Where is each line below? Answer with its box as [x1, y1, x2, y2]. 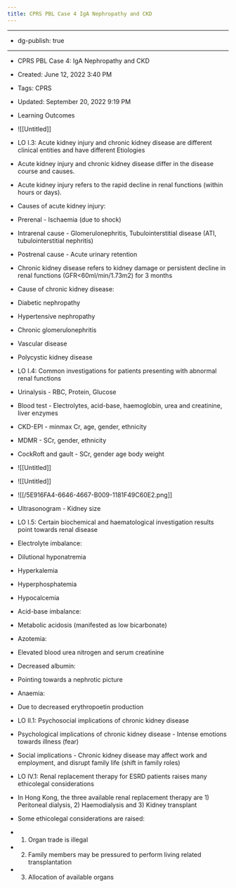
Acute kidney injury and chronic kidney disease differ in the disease [17, 159, 214, 167]
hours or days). [17, 188, 62, 196]
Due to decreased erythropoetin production [17, 702, 144, 711]
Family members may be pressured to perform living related [27, 850, 202, 858]
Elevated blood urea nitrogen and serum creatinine [17, 648, 164, 657]
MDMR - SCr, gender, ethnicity [17, 436, 107, 444]
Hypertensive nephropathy [17, 312, 96, 320]
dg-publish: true [17, 36, 65, 44]
